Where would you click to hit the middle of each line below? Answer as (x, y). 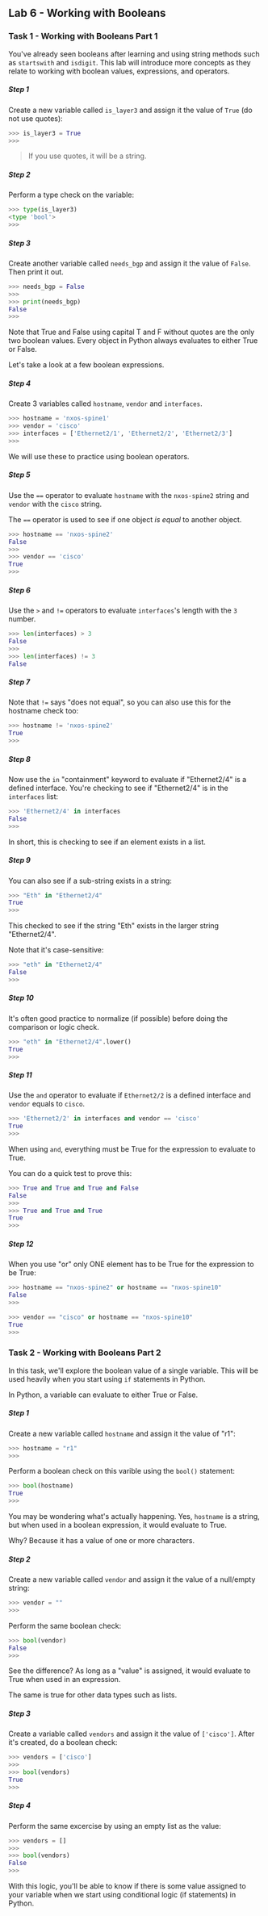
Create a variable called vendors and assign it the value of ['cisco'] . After (132, 1734)
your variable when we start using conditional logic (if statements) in (122, 1895)
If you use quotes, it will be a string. (87, 156)
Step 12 (21, 1244)
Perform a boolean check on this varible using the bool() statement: (122, 1471)
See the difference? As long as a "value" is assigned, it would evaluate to (130, 1671)
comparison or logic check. (54, 1027)
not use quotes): (36, 118)
